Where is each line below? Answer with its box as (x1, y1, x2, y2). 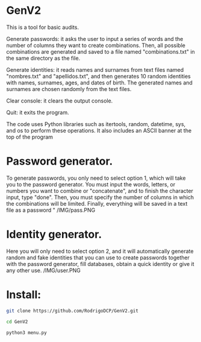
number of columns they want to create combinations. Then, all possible (6, 42, 185, 49)
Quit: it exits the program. (6, 109, 69, 116)
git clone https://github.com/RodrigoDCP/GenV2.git (6, 308, 138, 314)
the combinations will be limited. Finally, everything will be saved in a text (6, 200, 188, 207)
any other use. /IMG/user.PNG (6, 267, 81, 274)
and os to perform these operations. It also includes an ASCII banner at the (6, 127, 192, 134)
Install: (6, 288, 42, 302)
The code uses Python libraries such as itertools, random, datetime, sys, (6, 120, 186, 127)
